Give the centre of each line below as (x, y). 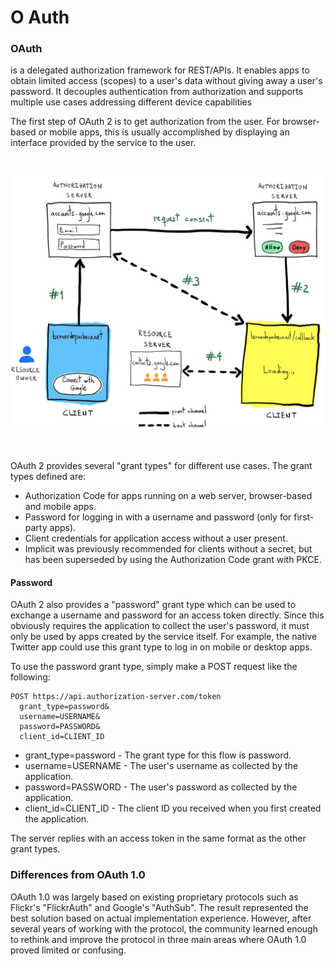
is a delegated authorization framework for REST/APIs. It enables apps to (160, 70)
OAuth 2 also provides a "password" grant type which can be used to (153, 605)
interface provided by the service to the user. (103, 143)
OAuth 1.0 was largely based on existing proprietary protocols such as (154, 897)
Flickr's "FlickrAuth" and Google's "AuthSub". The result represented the (159, 907)
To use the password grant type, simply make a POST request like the (154, 667)
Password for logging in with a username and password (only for (158, 517)
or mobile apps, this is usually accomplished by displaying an (164, 132)
